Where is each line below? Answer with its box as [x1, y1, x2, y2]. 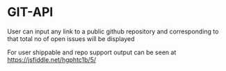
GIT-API [7, 4, 54, 20]
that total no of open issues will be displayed [7, 34, 135, 42]
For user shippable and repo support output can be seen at [7, 48, 177, 56]
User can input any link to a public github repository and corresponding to [7, 27, 219, 35]
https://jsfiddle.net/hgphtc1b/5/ [7, 55, 97, 63]
